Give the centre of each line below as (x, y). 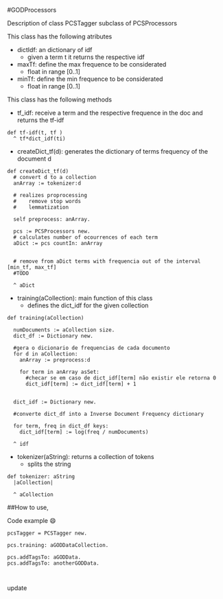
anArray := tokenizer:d (47, 183)
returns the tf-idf (40, 120)
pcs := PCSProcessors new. (52, 231)
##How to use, (28, 507)
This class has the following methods (59, 99)
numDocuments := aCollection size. (64, 330)
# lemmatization (41, 207)
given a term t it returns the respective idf (86, 57)
